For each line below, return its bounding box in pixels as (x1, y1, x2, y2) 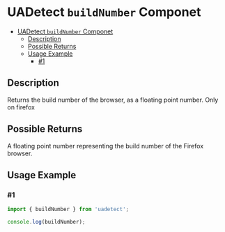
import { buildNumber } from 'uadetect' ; (7, 206, 130, 213)
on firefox (7, 102, 35, 111)
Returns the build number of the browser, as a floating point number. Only (7, 95, 219, 104)
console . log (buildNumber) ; (7, 219, 86, 226)
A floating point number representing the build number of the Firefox (7, 141, 204, 150)
